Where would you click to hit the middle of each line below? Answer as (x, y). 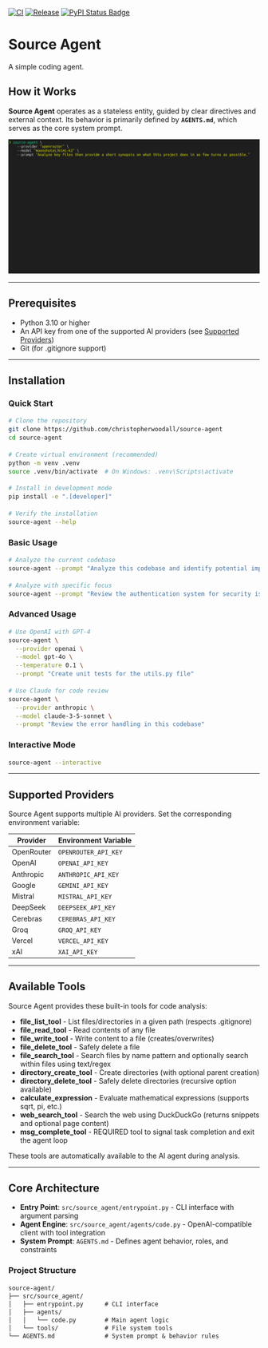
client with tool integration (63, 1233)
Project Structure (42, 1271)
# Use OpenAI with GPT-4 (49, 632)
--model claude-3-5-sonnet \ (64, 716)
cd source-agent (35, 438)
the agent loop (43, 1140)
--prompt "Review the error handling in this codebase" (110, 724)
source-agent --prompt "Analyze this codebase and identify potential (128, 569)
